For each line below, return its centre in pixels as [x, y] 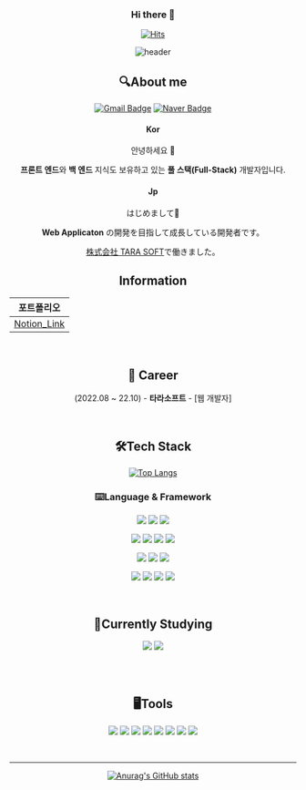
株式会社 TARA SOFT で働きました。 [153, 251]
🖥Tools [153, 704]
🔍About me [153, 82]
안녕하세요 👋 [153, 150]
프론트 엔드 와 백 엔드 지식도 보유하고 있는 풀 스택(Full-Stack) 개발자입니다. [153, 170]
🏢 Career [153, 375]
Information [153, 280]
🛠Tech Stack [153, 446]
